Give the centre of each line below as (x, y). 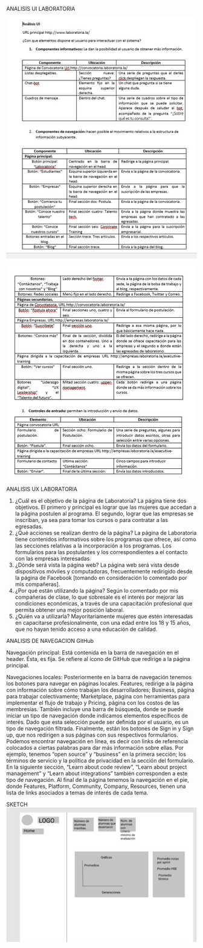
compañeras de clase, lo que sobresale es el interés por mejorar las (99, 597)
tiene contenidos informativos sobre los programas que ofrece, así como (105, 539)
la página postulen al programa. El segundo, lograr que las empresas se (104, 514)
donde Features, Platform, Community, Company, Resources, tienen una (96, 786)
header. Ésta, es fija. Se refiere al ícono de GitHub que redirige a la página (98, 659)
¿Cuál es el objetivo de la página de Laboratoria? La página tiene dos (101, 500)
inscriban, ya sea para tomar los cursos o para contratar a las (91, 520)
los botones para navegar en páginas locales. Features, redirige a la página (100, 683)
